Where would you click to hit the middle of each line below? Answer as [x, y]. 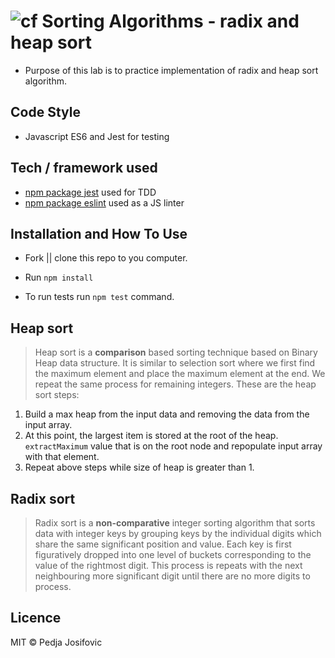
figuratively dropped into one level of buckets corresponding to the [173, 554]
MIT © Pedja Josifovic [56, 642]
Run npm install [59, 277]
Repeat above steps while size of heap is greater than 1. [139, 467]
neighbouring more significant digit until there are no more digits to [172, 576]
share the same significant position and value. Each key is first [163, 544]
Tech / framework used [84, 168]
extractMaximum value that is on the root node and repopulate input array [173, 446]
